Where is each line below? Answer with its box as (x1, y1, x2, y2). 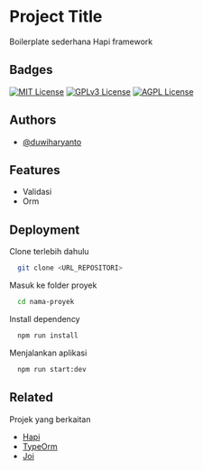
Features (9, 162, 60, 178)
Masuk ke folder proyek (9, 280, 97, 290)
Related (9, 390, 54, 405)
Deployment (9, 222, 80, 237)
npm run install (17, 331, 78, 340)
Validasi (22, 187, 52, 198)
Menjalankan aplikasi (9, 347, 88, 358)
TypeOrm (22, 440, 59, 452)
